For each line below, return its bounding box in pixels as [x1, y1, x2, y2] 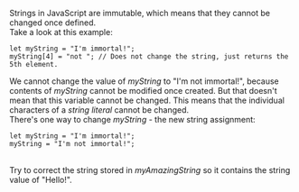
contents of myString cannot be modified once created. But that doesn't [9, 86, 277, 96]
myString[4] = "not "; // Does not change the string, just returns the [9, 52, 289, 61]
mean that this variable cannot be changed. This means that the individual [9, 95, 285, 105]
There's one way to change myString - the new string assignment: [9, 114, 256, 124]
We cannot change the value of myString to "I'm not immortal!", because [9, 76, 280, 87]
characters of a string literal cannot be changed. [9, 105, 190, 115]
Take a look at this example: [9, 27, 113, 37]
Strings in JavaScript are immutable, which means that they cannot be [9, 8, 271, 18]
